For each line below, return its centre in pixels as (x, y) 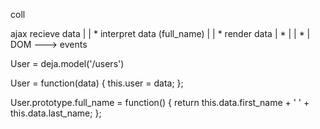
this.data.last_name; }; (56, 113)
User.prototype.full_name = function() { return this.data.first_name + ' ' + (160, 102)
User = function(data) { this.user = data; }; (97, 83)
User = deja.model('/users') (67, 63)
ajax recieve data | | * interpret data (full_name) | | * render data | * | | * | (160, 33)
